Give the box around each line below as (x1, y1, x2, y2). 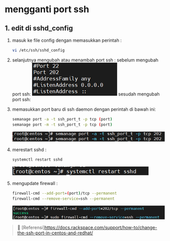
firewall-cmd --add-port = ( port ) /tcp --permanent (12, 191, 117, 196)
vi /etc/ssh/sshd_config (12, 48, 65, 53)
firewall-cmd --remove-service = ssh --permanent (12, 196, 115, 201)
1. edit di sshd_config (5, 24, 73, 33)
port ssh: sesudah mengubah (12, 91, 160, 97)
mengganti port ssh (5, 4, 89, 15)
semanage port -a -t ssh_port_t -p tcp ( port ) (12, 116, 113, 122)
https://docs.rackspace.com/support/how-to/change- (44, 225, 157, 231)
